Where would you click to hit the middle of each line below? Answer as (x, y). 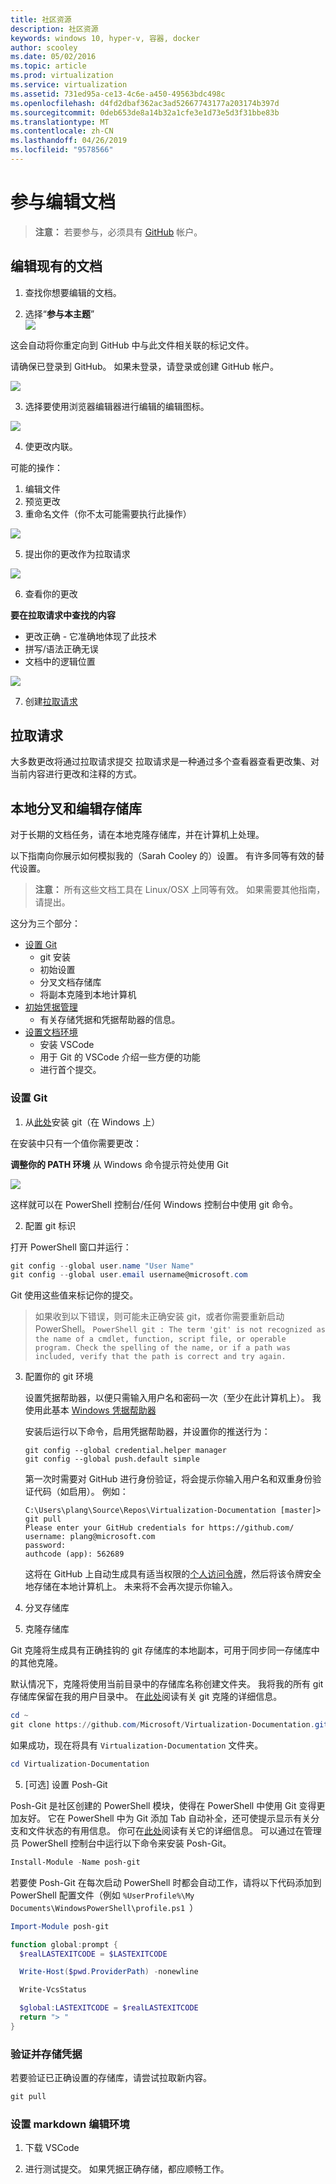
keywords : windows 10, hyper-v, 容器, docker (105, 38)
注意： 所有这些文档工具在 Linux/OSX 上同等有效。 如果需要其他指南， (180, 890)
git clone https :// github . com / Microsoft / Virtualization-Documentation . (162, 1725)
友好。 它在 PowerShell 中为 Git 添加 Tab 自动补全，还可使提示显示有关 (165, 1818)
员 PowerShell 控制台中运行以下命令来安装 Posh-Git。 (121, 1843)
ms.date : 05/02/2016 (53, 57)
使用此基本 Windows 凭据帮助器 (90, 1410)
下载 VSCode (52, 2148)
